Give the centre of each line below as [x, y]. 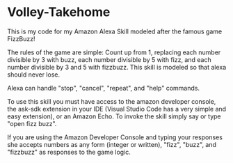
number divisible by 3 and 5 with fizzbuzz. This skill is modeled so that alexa [117, 67]
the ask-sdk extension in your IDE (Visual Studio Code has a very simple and [117, 109]
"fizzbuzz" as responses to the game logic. [69, 152]
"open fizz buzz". [32, 123]
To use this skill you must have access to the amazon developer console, [112, 101]
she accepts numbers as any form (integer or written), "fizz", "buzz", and [112, 144]
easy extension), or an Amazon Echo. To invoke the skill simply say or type [114, 116]
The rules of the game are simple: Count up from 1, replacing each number [114, 52]
